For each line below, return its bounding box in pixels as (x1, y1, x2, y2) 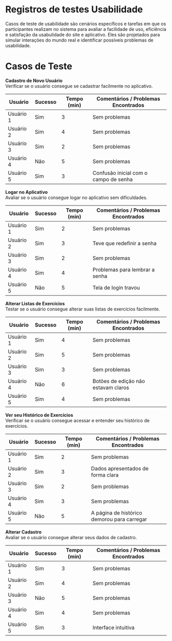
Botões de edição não (92, 377, 145, 384)
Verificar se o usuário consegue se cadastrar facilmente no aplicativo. (5, 83, 153, 89)
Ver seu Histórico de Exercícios (5, 412, 73, 418)
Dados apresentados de (91, 465, 149, 472)
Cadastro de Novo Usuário (5, 77, 63, 83)
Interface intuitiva (92, 624, 135, 631)
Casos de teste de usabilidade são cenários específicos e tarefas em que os (5, 21, 166, 27)
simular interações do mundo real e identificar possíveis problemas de (5, 37, 154, 43)
